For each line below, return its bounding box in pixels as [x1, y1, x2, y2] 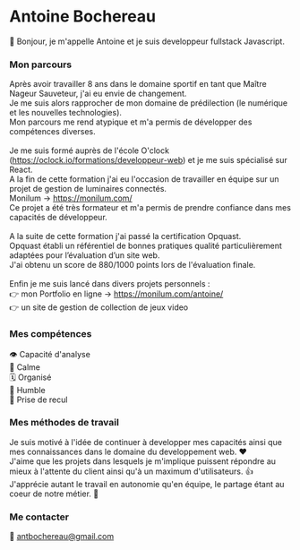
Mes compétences [9, 328, 92, 340]
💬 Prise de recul [9, 394, 68, 405]
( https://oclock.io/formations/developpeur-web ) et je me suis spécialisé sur [9, 155, 288, 166]
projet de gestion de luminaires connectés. [9, 184, 167, 194]
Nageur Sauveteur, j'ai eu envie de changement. [9, 88, 187, 99]
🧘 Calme [9, 361, 41, 373]
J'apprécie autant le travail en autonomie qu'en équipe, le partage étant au [9, 478, 285, 489]
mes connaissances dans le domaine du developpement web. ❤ [9, 446, 248, 457]
